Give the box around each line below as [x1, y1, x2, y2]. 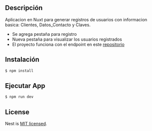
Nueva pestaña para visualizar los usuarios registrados [12, 36, 122, 42]
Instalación [5, 56, 40, 64]
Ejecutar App [5, 82, 46, 90]
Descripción [5, 4, 43, 12]
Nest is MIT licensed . [5, 121, 48, 126]
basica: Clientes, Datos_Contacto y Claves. [5, 22, 91, 28]
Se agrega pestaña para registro [12, 31, 77, 37]
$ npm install [5, 68, 34, 73]
